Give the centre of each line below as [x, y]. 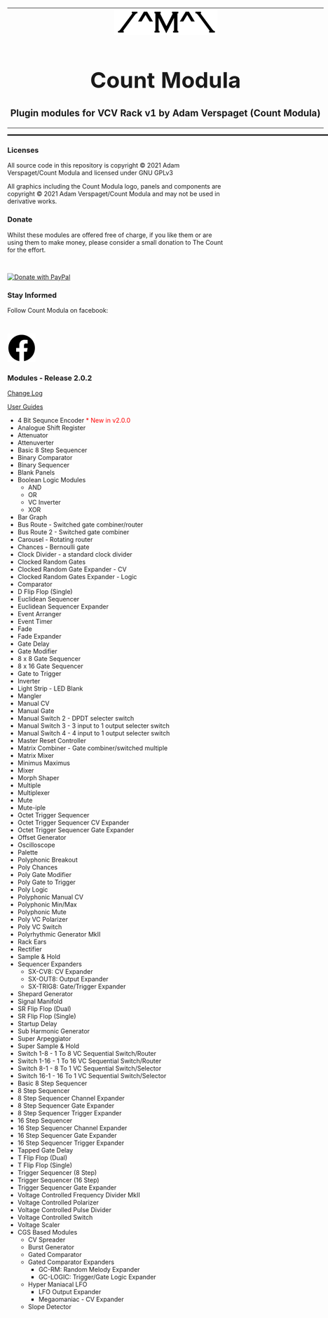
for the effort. [27, 250]
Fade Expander [39, 637]
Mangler [29, 696]
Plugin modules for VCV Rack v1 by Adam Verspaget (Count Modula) [165, 113]
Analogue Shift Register [52, 428]
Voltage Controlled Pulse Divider [64, 1210]
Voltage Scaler [39, 1225]
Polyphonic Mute [42, 912]
